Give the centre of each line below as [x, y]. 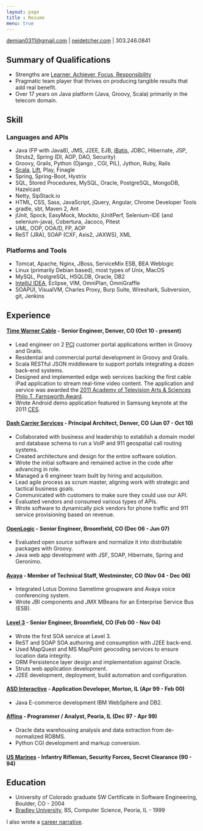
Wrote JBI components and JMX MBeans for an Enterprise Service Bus [104, 602]
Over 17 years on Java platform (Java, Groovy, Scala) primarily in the [101, 94]
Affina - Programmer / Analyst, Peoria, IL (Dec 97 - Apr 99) [82, 716]
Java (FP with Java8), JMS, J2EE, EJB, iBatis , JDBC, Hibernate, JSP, [101, 150]
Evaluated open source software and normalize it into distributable [98, 542]
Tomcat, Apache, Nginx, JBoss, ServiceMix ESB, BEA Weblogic [94, 264]
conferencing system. [42, 595]
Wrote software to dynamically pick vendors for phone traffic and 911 [102, 508]
